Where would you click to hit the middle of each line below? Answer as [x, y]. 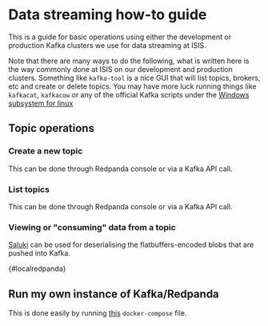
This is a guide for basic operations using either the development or [120, 37]
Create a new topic [46, 151]
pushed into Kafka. [39, 253]
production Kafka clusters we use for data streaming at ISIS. [107, 45]
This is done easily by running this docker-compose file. [98, 313]
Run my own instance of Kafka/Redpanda [114, 294]
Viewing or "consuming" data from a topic [92, 227]
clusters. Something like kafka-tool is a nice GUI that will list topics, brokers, [134, 78]
